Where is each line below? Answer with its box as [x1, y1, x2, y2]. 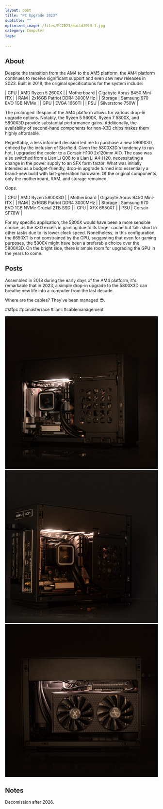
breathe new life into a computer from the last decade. [5, 287, 114, 293]
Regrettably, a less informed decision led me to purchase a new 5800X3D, [5, 139, 153, 145]
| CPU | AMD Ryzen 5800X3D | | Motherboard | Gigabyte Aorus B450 [5, 194, 144, 200]
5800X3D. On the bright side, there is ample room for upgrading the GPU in [5, 245, 155, 251]
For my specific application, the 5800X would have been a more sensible [5, 219, 151, 225]
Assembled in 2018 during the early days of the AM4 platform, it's [5, 277, 137, 283]
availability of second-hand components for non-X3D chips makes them [5, 125, 149, 131]
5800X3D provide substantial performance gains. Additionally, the [5, 119, 137, 126]
